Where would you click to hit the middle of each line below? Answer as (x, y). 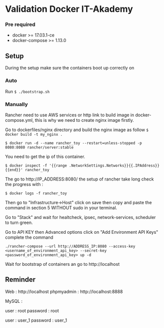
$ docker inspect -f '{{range (36, 165)
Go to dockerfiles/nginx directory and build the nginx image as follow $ (77, 130)
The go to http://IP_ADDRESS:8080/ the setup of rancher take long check (80, 179)
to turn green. (19, 222)
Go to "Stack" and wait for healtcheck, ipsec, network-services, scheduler (81, 217)
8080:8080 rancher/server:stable (39, 147)
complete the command (29, 237)
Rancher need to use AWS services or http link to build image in (70, 115)
